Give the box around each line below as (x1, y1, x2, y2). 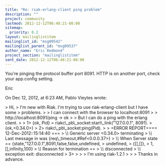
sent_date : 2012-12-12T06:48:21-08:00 (5, 57, 84, 62)
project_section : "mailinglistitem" (5, 52, 80, 58)
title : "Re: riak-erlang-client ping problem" (5, 7, 102, 12)
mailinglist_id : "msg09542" (5, 39, 63, 44)
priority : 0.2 (9, 30, 38, 35)
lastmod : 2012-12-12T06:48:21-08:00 (5, 21, 80, 26)
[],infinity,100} (5, 146, 33, 152)
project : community (5, 16, 45, 21)
